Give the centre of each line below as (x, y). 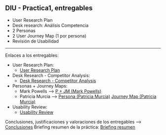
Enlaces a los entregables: (32, 55)
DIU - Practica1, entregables (49, 8)
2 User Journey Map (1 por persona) (49, 36)
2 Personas (24, 30)
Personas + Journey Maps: (40, 86)
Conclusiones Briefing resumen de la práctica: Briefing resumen (70, 127)
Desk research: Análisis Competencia (50, 25)
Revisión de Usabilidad (36, 41)
